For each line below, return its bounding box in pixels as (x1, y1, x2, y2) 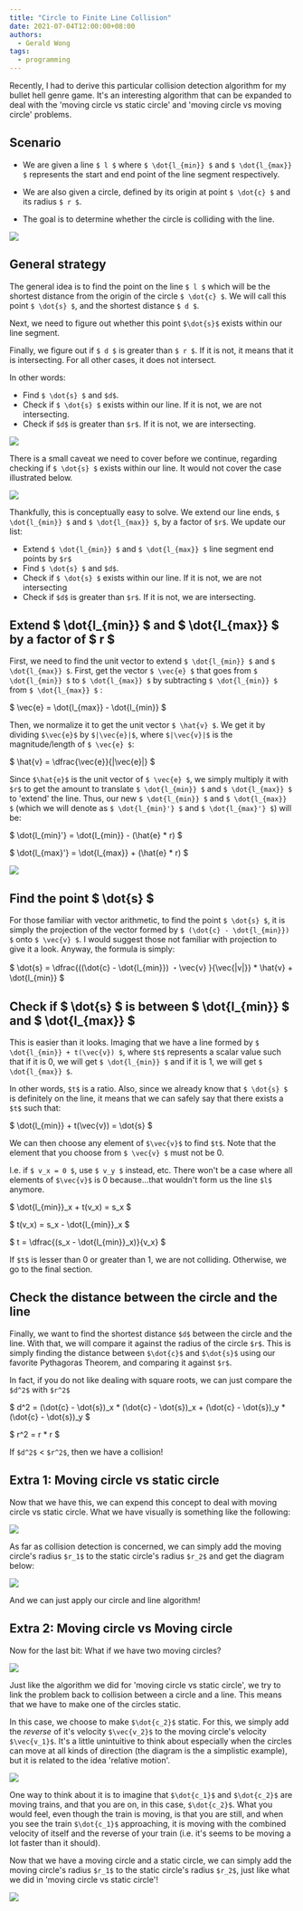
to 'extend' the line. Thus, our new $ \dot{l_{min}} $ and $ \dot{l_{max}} (9, 793, 288, 804)
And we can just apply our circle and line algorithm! (9, 1594, 201, 1605)
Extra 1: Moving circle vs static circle (9, 1473, 220, 1488)
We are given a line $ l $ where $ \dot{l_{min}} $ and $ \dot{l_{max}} (22, 159, 292, 170)
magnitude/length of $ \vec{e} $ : (9, 739, 135, 750)
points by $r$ (22, 553, 72, 564)
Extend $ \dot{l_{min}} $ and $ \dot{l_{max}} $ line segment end (22, 543, 274, 554)
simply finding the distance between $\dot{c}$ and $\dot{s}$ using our (9, 1347, 276, 1358)
